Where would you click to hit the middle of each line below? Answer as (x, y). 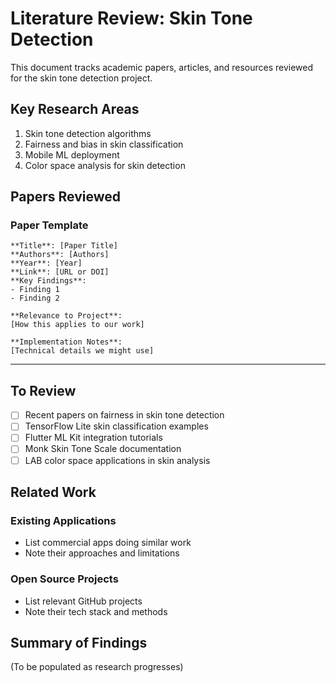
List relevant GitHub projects (83, 601)
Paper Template (49, 225)
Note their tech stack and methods (96, 611)
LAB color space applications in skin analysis (117, 460)
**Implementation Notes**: (66, 342)
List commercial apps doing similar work (108, 543)
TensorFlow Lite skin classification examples (116, 426)
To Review (43, 390)
